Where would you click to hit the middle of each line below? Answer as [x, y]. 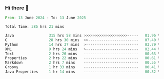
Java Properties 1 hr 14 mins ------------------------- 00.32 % [83, 72]
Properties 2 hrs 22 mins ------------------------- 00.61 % [83, 58]
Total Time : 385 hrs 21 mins [35, 27]
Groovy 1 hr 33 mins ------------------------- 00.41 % [83, 67]
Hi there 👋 [17, 8]
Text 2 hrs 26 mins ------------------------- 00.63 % [83, 54]
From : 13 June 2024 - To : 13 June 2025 [46, 18]
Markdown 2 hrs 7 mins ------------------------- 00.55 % [83, 63]
